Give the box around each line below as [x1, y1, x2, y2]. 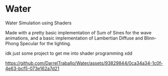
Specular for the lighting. [20, 40, 72, 46]
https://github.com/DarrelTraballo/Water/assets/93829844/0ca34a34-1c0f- [5, 60, 163, 66]
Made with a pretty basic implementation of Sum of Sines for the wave [5, 29, 152, 35]
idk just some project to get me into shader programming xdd [5, 50, 133, 56]
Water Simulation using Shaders [5, 20, 72, 26]
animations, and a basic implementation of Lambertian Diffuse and [5, 35, 143, 41]
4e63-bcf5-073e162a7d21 [5, 65, 60, 71]
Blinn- [144, 35, 157, 41]
